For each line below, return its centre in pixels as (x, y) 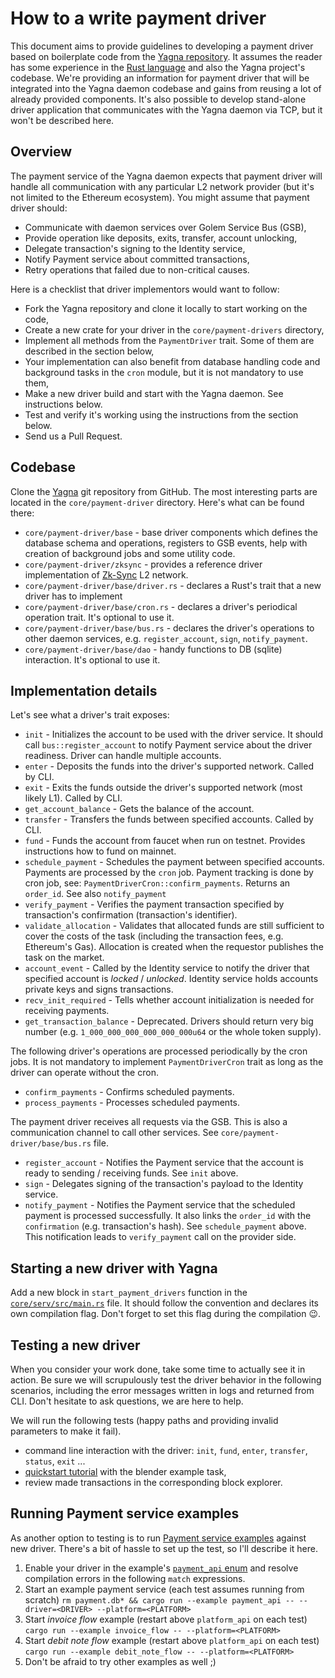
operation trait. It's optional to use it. (99, 617)
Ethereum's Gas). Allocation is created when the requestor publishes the (174, 947)
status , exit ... (55, 1461)
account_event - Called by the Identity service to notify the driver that (167, 968)
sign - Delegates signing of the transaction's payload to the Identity (164, 1184)
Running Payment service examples (125, 1513)
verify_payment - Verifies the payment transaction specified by (154, 904)
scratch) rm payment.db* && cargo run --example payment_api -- (159, 1599)
